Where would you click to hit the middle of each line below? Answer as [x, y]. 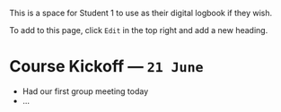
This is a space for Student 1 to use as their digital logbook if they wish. [141, 13]
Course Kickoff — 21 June [106, 67]
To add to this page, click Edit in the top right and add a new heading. [139, 30]
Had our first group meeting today [85, 91]
